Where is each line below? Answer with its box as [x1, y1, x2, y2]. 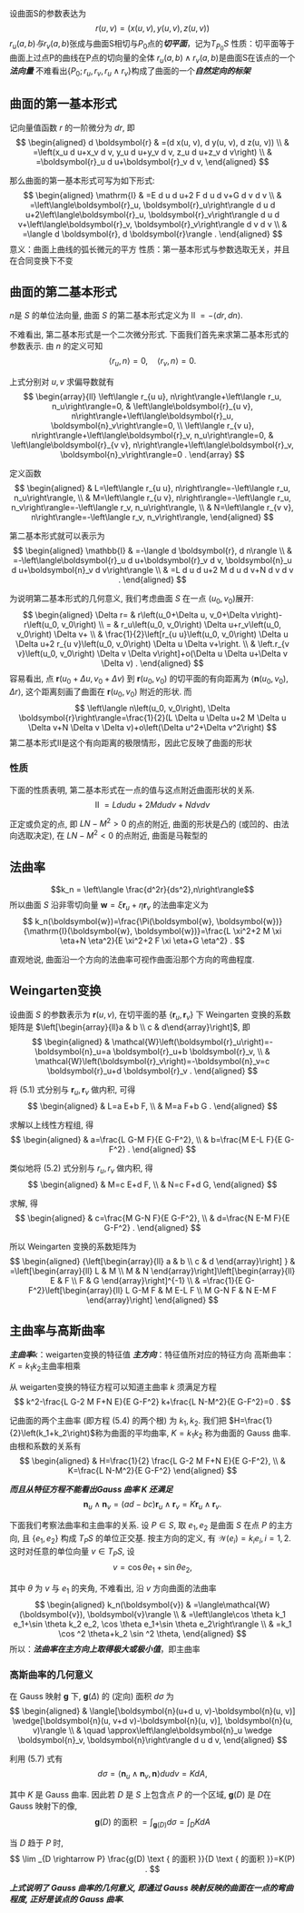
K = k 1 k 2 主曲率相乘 [9, 1360, 82, 1374]
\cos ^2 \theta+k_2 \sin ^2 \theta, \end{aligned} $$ [58, 1627, 247, 1639]
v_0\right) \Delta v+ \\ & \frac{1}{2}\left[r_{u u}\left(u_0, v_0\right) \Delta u [16, 629, 289, 639]
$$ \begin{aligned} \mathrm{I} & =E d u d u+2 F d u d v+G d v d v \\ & [23, 189, 282, 200]
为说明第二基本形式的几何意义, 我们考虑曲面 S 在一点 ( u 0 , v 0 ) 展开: [9, 593, 254, 606]
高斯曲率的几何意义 [9, 1668, 93, 1681]
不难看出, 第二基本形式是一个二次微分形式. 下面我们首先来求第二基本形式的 [9, 329, 289, 340]
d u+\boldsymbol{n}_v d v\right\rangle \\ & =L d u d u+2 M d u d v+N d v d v [11, 565, 294, 576]
